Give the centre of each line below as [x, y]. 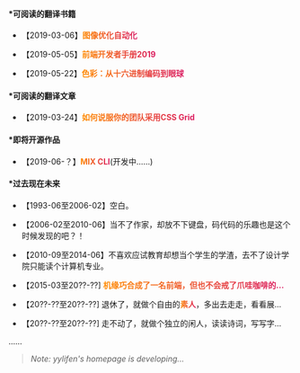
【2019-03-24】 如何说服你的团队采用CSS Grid [108, 118]
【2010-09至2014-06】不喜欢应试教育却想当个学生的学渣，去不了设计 [151, 254]
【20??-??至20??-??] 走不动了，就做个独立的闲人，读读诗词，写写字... [151, 323]
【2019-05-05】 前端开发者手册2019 [88, 55]
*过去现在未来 [34, 183]
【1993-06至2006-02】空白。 [77, 205]
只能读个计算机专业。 [69, 266]
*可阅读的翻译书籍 [42, 13]
